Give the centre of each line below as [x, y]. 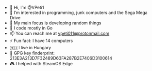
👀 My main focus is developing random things [55, 23]
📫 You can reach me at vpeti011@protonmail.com [59, 33]
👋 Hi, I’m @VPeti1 [27, 7]
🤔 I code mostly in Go [31, 28]
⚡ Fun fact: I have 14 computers [41, 41]
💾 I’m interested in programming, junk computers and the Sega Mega [78, 13]
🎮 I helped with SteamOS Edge [41, 64]
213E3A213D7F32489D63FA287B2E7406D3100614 [61, 58]
